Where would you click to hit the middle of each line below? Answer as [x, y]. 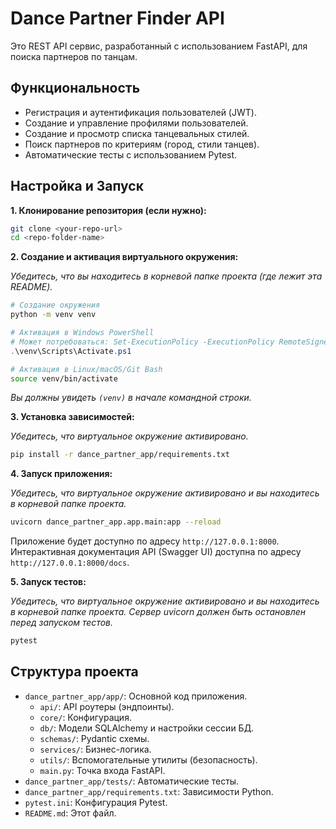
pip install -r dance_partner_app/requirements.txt [120, 455]
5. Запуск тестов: [48, 582]
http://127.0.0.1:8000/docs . [70, 563]
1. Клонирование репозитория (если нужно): [108, 210]
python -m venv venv [53, 315]
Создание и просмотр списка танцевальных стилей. [137, 133]
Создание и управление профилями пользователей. [136, 123]
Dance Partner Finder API [117, 18]
